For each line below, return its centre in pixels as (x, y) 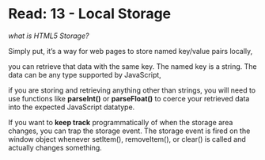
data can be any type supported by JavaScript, (85, 74)
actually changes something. (55, 147)
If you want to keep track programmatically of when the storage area (121, 122)
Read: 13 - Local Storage (90, 14)
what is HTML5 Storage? (49, 36)
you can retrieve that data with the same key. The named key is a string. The (132, 66)
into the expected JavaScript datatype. (72, 107)
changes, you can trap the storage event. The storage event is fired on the (129, 131)
